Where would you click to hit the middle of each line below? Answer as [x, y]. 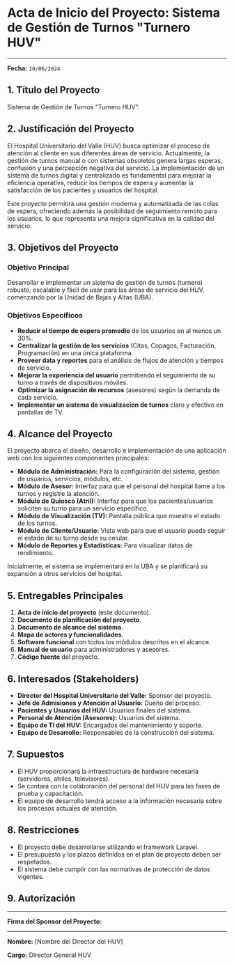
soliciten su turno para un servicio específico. [83, 508]
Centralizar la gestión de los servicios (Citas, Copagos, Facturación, [117, 345]
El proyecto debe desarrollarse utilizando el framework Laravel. [108, 847]
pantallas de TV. [40, 412]
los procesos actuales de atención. [68, 808]
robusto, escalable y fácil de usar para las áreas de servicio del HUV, [106, 290]
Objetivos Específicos [45, 315]
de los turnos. [37, 523]
